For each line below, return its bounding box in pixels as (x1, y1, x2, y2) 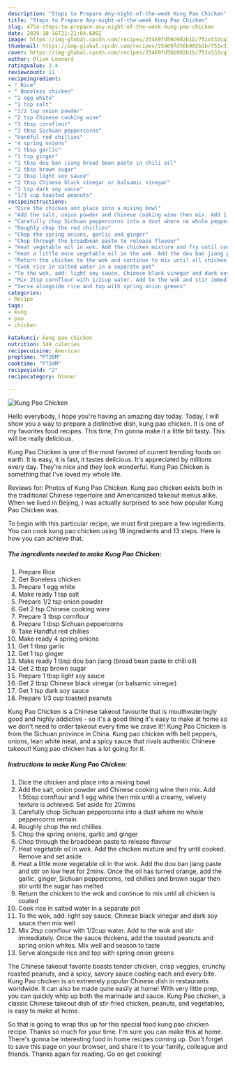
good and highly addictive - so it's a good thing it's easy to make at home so (8, 715, 228, 723)
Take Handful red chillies (17, 627, 90, 635)
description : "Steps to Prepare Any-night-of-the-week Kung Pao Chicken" (8, 10, 227, 17)
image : (8, 36, 27, 43)
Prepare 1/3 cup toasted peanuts (17, 694, 112, 702)
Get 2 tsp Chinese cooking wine (17, 604, 110, 613)
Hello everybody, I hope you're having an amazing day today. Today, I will (8, 412, 219, 420)
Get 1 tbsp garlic (17, 641, 66, 650)
